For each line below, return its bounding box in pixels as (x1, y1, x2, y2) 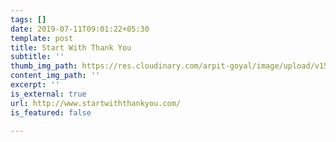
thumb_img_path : (10, 61, 78, 71)
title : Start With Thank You (10, 42, 132, 53)
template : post (10, 33, 74, 43)
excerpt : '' (10, 80, 60, 90)
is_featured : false (10, 107, 92, 118)
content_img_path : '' (10, 71, 101, 81)
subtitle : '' (10, 52, 65, 62)
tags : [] (10, 14, 47, 25)
